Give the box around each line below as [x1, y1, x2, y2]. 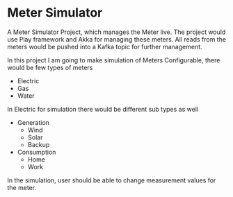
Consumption [17, 148, 56, 156]
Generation [17, 118, 50, 126]
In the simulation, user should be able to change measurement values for [7, 175, 216, 185]
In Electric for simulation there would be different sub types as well [7, 105, 199, 113]
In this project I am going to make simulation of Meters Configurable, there [7, 55, 220, 64]
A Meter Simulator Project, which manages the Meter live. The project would [7, 28, 226, 36]
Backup [27, 140, 50, 148]
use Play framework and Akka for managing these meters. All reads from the [7, 35, 227, 43]
